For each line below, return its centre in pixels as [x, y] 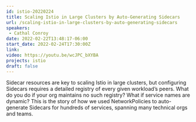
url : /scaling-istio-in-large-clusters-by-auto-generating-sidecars [92, 22]
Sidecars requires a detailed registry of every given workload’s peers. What [98, 89]
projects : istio [26, 60]
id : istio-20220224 [30, 11]
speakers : [18, 28]
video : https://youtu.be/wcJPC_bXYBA [52, 55]
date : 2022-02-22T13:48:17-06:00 [47, 39]
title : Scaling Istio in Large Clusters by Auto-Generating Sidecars [93, 17]
